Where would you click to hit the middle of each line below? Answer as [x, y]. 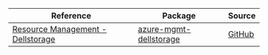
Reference [71, 16]
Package [179, 16]
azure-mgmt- [164, 29]
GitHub [241, 34]
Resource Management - [60, 29]
